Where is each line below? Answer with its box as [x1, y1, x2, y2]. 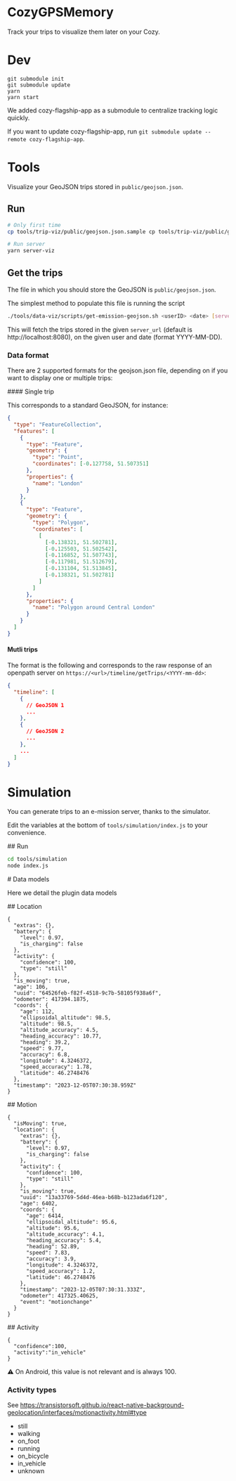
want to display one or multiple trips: [7, 374, 113, 382]
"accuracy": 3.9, [25, 1255, 77, 1262]
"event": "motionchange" [20, 1298, 93, 1306]
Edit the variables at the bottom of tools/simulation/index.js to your [7, 821, 209, 829]
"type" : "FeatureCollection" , [13, 421, 102, 428]
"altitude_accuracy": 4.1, [25, 1231, 105, 1238]
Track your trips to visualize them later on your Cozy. [7, 27, 160, 36]
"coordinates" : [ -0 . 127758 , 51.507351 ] [32, 460, 150, 467]
